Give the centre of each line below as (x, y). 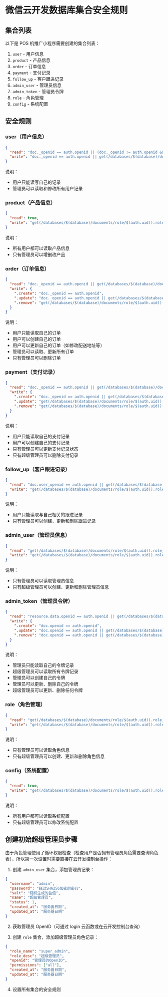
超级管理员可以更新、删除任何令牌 (47, 690)
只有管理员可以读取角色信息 (41, 750)
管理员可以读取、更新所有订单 (43, 352)
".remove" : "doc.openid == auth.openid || (59, 635)
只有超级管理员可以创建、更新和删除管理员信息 (60, 587)
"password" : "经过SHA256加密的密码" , (46, 888)
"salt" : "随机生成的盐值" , (35, 893)
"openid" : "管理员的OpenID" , (38, 960)
